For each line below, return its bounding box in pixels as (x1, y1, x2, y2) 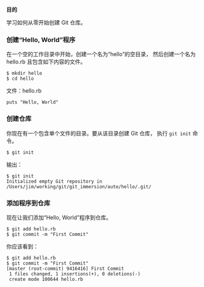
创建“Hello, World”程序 (6, 35, 76, 44)
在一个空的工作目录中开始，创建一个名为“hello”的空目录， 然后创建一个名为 (6, 51, 196, 58)
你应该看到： (6, 243, 38, 250)
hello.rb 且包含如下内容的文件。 (6, 58, 86, 66)
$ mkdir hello (6, 70, 43, 77)
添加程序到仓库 (6, 199, 51, 207)
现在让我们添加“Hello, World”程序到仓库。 (6, 213, 112, 221)
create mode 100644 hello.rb (9, 276, 84, 282)
